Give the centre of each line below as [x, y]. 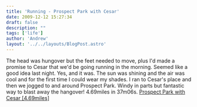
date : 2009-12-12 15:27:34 [39, 17]
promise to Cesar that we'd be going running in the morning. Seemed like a [97, 67]
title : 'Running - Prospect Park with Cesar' [63, 11]
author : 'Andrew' [27, 39]
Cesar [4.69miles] [28, 98]
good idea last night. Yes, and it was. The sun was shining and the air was [96, 73]
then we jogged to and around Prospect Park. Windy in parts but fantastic [95, 85]
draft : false [22, 22]
